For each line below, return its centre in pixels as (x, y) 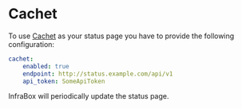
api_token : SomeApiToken (64, 81)
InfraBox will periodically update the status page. (89, 96)
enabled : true (46, 66)
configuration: (31, 44)
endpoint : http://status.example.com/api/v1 (98, 74)
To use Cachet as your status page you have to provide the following (121, 36)
